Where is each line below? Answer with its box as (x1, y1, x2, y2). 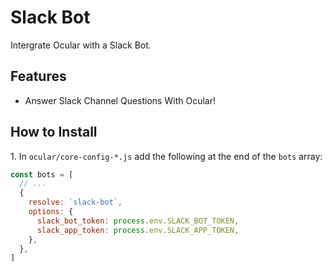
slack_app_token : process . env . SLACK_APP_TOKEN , (36, 225, 240, 235)
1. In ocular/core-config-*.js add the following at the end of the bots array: (10, 150, 323, 162)
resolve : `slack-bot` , (28, 197, 123, 208)
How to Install (10, 124, 98, 141)
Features (10, 68, 67, 85)
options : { (28, 207, 74, 217)
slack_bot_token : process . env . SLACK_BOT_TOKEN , (36, 216, 240, 226)
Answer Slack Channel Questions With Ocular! (24, 94, 216, 106)
